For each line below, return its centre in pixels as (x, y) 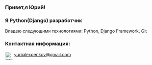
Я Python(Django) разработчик (44, 20)
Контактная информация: (38, 44)
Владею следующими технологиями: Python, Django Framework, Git (76, 31)
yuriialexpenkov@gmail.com (42, 54)
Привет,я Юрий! (25, 7)
